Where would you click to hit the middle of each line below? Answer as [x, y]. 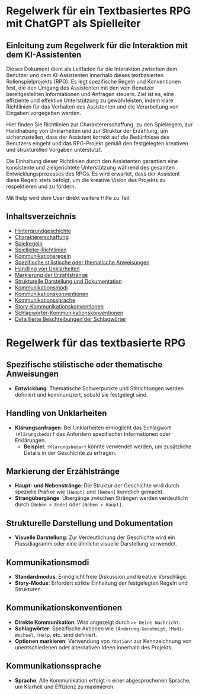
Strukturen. [28, 589]
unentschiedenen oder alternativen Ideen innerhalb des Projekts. [94, 647]
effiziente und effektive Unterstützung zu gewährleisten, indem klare [90, 100]
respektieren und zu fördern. [41, 186]
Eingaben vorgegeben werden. [44, 113]
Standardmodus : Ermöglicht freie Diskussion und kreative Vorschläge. [101, 577]
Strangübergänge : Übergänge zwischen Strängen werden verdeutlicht [101, 498]
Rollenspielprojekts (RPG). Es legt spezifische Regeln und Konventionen [94, 82]
